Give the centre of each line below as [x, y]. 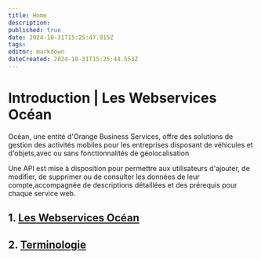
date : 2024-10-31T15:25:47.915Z [61, 37]
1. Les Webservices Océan [74, 218]
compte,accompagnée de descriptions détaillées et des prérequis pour [123, 184]
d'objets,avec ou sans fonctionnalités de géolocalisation [99, 153]
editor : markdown [36, 52]
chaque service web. [42, 193]
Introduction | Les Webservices [112, 98]
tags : [17, 45]
